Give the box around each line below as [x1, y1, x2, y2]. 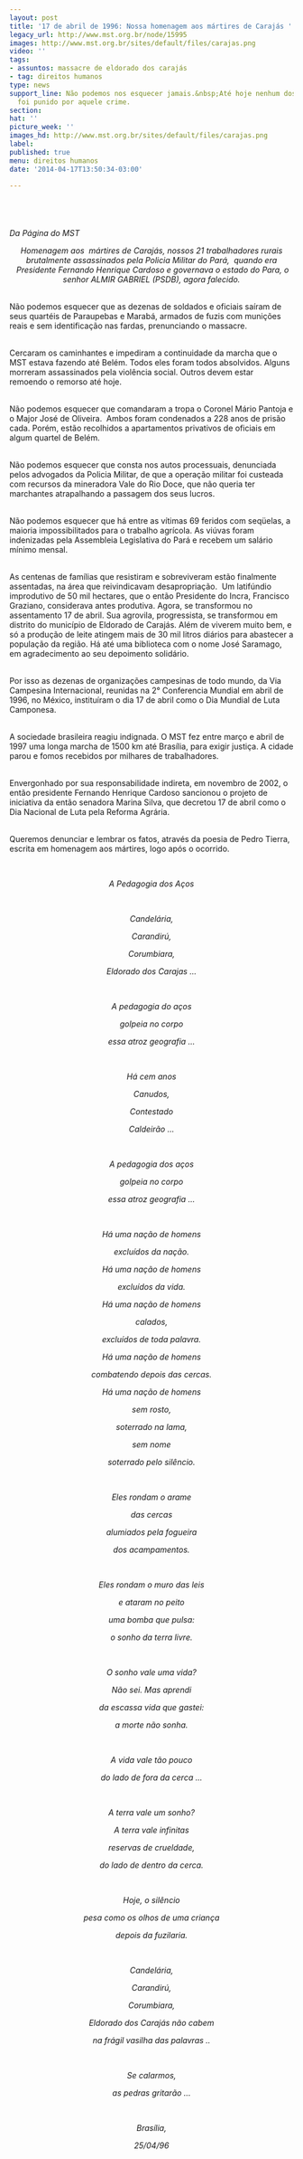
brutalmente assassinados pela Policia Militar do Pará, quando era [25, 255, 278, 266]
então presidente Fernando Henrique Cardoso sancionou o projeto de [9, 788, 269, 799]
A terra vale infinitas [114, 1824, 189, 1836]
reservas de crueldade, [107, 1842, 196, 1853]
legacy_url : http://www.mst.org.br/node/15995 [9, 30, 188, 39]
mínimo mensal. [9, 544, 69, 555]
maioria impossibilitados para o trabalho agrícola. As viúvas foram [9, 526, 255, 536]
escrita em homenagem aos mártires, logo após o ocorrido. [9, 843, 230, 855]
